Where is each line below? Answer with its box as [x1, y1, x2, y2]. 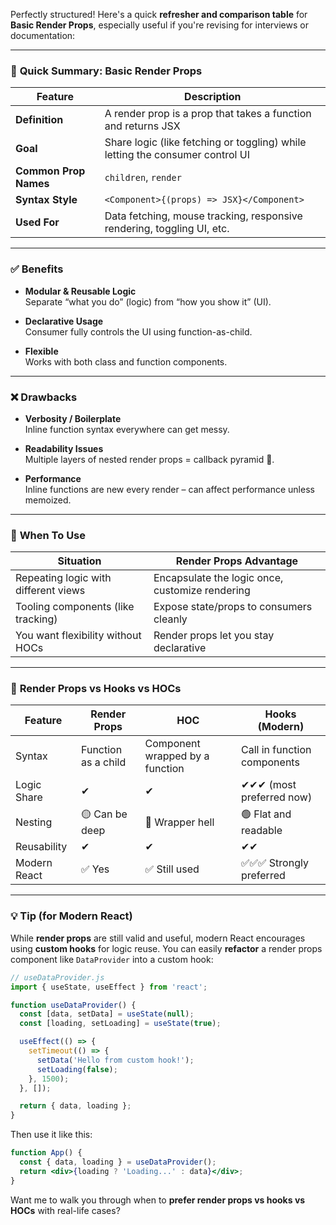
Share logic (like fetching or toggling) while [104, 135, 307, 149]
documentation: [10, 30, 76, 41]
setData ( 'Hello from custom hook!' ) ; [36, 1055, 195, 1065]
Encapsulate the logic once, [153, 571, 284, 585]
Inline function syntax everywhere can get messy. [24, 423, 230, 435]
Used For [15, 215, 60, 229]
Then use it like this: [10, 1129, 93, 1141]
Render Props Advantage [175, 554, 299, 568]
